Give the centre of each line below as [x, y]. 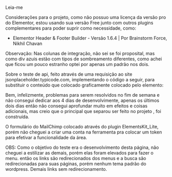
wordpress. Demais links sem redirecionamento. [56, 169]
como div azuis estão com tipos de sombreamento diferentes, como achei [84, 59]
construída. [17, 117]
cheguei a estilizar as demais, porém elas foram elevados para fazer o [80, 153]
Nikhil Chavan [27, 43]
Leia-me [14, 7]
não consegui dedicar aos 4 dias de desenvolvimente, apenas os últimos [82, 100]
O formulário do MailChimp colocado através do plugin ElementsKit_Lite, [82, 127]
